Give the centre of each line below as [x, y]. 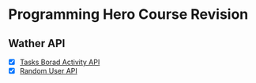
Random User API [48, 71]
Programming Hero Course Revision [128, 14]
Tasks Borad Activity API [60, 62]
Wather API [37, 43]
